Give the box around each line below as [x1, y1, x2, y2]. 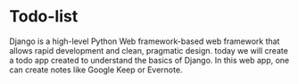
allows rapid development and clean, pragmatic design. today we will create [9, 45, 288, 55]
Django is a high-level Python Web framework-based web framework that [9, 36, 280, 46]
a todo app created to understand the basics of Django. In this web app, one [9, 55, 290, 65]
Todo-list [9, 6, 79, 27]
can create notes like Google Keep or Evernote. [9, 64, 183, 75]
